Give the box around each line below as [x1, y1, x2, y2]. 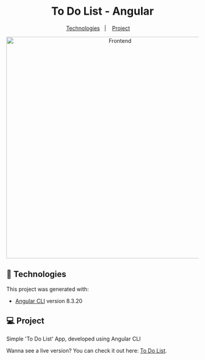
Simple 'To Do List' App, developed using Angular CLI [6, 335, 142, 342]
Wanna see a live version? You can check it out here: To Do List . [6, 347, 167, 354]
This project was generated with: [6, 285, 89, 293]
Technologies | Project [66, 24, 130, 32]
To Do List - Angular [51, 4, 154, 18]
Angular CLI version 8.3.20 [15, 297, 83, 304]
